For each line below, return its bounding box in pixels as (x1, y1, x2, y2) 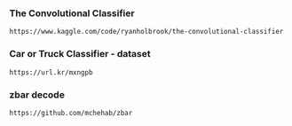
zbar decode (9, 88, 65, 100)
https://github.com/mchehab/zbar (9, 108, 133, 117)
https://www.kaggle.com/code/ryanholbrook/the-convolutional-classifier (9, 28, 284, 36)
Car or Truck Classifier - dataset (9, 48, 151, 60)
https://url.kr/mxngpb (9, 67, 93, 77)
